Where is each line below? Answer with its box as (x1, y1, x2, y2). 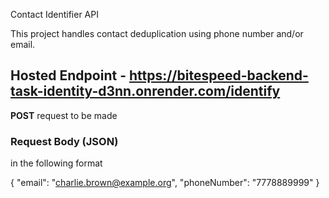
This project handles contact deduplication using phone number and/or (10, 28, 304, 39)
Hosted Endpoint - (10, 67, 127, 84)
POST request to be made (10, 109, 118, 121)
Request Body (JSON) (10, 134, 119, 148)
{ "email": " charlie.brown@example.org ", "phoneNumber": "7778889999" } (10, 177, 320, 189)
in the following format (10, 157, 103, 169)
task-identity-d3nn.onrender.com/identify (10, 83, 281, 100)
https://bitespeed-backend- (128, 67, 309, 84)
